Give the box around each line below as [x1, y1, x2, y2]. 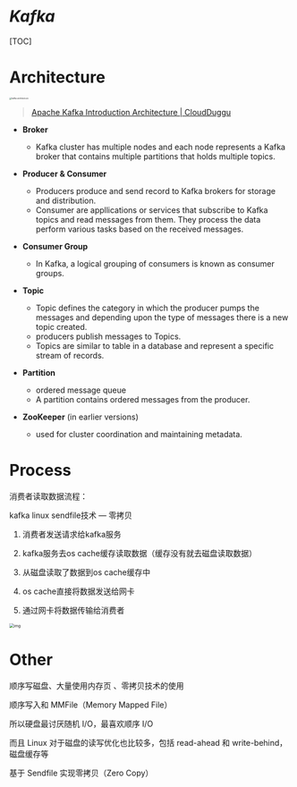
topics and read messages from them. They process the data [35, 214, 261, 224]
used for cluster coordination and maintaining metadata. [35, 428, 243, 439]
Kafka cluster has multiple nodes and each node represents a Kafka [35, 141, 286, 152]
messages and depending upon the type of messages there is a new [35, 311, 289, 323]
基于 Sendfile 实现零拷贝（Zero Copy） [9, 767, 154, 778]
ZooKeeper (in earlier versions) [21, 411, 139, 422]
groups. [35, 267, 64, 278]
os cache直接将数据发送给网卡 [21, 586, 135, 597]
